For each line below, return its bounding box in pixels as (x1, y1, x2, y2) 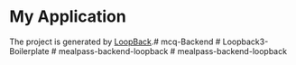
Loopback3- (222, 36, 269, 47)
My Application (9, 6, 126, 27)
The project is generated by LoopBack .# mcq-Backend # (9, 36, 221, 47)
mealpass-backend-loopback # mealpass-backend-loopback (58, 45, 287, 56)
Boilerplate (9, 45, 50, 56)
